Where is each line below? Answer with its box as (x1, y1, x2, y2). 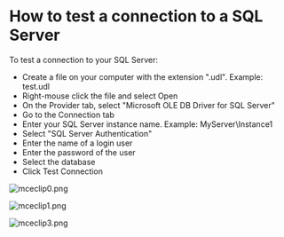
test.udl (21, 81, 51, 91)
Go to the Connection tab (21, 109, 115, 120)
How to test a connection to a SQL (9, 6, 264, 27)
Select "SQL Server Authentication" (21, 128, 153, 138)
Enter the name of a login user (21, 138, 133, 148)
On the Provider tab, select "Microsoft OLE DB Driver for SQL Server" (21, 99, 275, 110)
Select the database (21, 156, 96, 167)
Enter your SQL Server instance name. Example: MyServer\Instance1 (21, 118, 273, 130)
